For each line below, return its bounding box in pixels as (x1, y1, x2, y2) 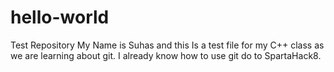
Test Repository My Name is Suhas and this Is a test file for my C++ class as (10, 39, 325, 51)
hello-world (10, 6, 110, 29)
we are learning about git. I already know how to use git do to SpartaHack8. (10, 49, 322, 61)
